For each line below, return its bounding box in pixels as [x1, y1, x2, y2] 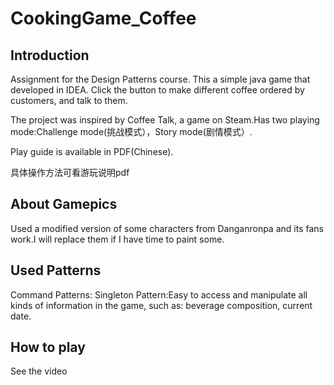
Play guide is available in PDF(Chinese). [10, 146, 174, 157]
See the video [10, 365, 68, 377]
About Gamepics [10, 196, 118, 213]
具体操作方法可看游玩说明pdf [10, 167, 130, 178]
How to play [10, 339, 86, 356]
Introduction [10, 47, 90, 64]
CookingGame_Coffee [10, 7, 197, 30]
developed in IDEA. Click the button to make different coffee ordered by [10, 84, 305, 96]
